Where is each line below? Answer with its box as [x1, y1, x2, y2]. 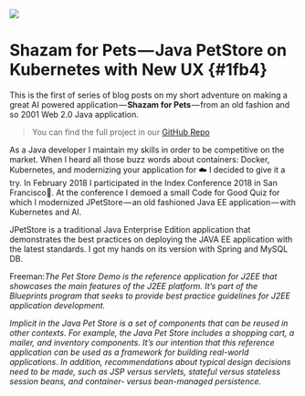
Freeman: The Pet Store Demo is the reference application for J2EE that [9, 270, 278, 282]
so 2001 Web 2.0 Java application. [9, 109, 139, 120]
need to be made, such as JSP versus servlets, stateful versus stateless [9, 366, 281, 377]
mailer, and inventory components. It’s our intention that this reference [9, 337, 276, 348]
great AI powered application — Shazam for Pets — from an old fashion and [9, 99, 290, 109]
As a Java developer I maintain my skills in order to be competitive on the [9, 144, 285, 155]
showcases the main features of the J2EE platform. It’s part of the [9, 280, 258, 291]
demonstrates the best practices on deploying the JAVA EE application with [9, 234, 293, 245]
